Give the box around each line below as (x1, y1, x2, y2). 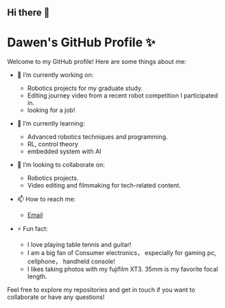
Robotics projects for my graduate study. (27, 84, 143, 93)
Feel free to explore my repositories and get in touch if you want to (7, 286, 196, 294)
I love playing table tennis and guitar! (27, 241, 132, 249)
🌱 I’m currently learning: (16, 120, 85, 128)
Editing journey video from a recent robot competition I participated (27, 91, 218, 100)
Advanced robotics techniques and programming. (27, 133, 168, 141)
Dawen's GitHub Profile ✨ (7, 34, 156, 50)
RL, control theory (27, 140, 79, 148)
